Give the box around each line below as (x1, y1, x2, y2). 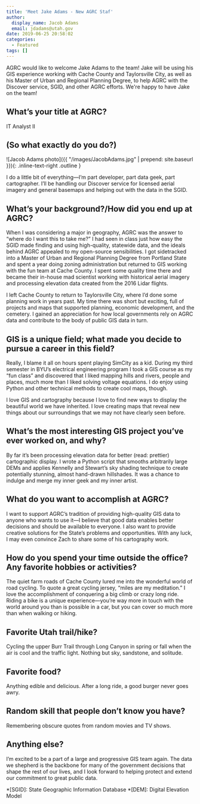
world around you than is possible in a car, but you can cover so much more (6, 603, 193, 610)
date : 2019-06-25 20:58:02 (6, 31, 73, 37)
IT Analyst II (6, 123, 36, 130)
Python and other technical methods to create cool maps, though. (6, 385, 168, 392)
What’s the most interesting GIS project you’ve (6, 426, 184, 436)
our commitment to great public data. (6, 774, 98, 781)
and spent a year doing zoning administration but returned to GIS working (6, 261, 187, 268)
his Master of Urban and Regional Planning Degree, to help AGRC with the (6, 77, 188, 84)
